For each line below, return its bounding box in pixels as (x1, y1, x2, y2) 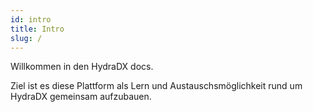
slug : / (10, 33, 43, 43)
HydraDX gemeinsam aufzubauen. (10, 91, 152, 103)
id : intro (10, 14, 52, 25)
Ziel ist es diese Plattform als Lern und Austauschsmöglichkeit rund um (10, 80, 303, 92)
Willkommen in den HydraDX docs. (10, 61, 154, 73)
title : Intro (10, 24, 65, 34)
